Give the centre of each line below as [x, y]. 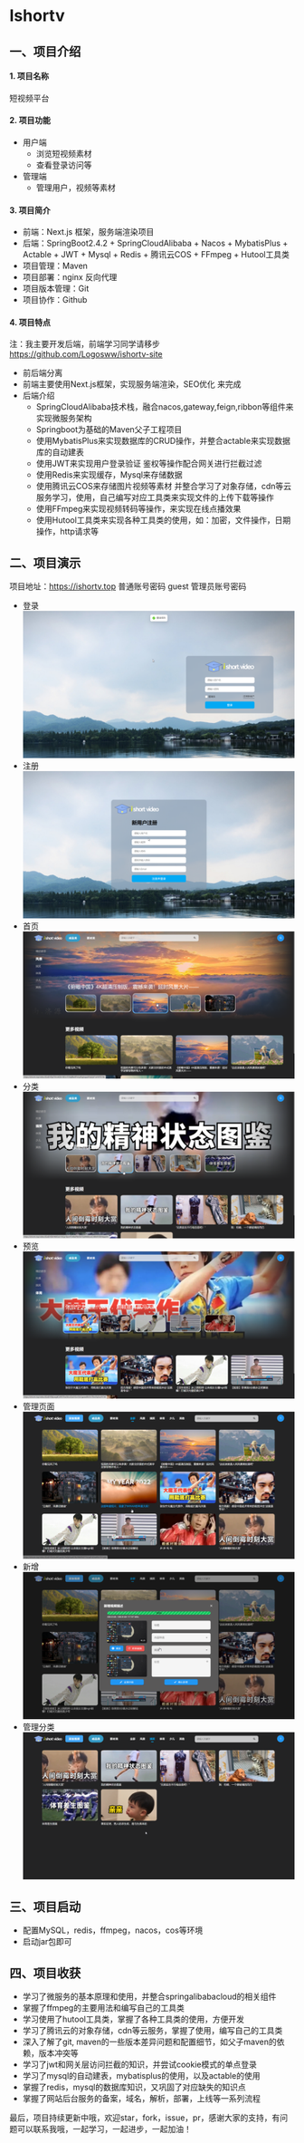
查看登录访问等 [64, 165]
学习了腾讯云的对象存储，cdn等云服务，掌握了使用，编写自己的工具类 [152, 2031]
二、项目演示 [45, 563]
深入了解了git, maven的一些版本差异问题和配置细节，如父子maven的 [150, 2042]
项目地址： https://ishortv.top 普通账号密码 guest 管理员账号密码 [128, 586]
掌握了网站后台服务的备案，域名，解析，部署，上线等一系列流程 [141, 2099]
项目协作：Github [55, 300]
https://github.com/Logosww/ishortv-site [86, 354]
